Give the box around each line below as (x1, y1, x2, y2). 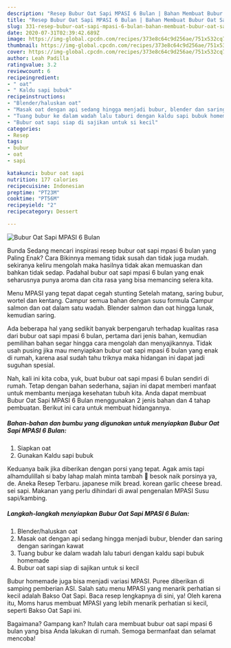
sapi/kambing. (7, 494, 47, 502)
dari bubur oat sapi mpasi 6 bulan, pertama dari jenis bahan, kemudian (7, 331, 208, 339)
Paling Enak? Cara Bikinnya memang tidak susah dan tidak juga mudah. (7, 253, 209, 262)
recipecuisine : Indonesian (7, 182, 85, 189)
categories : (7, 125, 41, 132)
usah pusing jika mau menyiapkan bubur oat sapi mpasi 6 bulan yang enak (7, 346, 219, 355)
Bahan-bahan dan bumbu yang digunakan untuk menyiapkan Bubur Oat (7, 419, 220, 428)
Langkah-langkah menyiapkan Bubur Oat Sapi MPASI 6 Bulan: (7, 510, 190, 518)
